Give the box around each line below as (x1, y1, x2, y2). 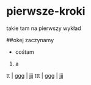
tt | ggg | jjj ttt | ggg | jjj (6, 72, 64, 79)
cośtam (15, 48, 35, 56)
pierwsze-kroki (6, 4, 86, 18)
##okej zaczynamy (6, 36, 54, 43)
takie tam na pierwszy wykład (6, 24, 81, 32)
